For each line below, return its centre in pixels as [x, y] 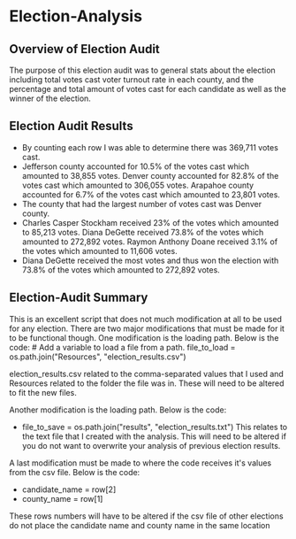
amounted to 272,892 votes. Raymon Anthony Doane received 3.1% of [150, 242]
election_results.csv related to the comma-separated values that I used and [147, 373]
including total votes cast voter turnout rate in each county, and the [132, 80]
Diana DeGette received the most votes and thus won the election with [150, 260]
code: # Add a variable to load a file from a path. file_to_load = [122, 347]
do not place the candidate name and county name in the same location [140, 525]
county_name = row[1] [62, 498]
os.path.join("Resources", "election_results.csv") [98, 357]
